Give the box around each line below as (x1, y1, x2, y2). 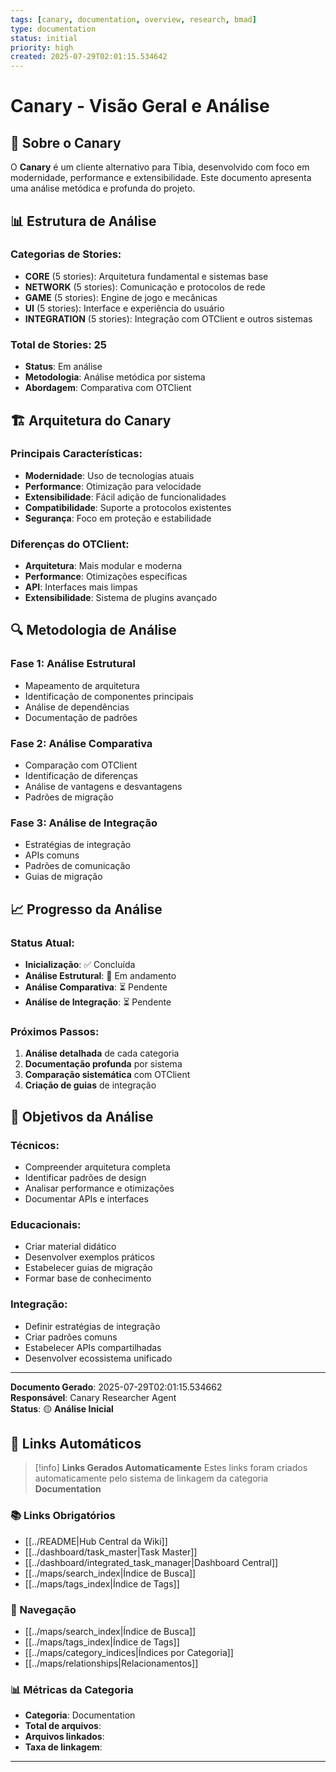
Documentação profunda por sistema (24, 1058, 183, 1070)
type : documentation (10, 24, 97, 34)
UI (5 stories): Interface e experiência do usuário (24, 302, 225, 314)
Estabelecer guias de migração (24, 1262, 153, 1274)
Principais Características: (10, 447, 143, 461)
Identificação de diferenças (24, 770, 138, 782)
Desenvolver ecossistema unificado (24, 1352, 173, 1364)
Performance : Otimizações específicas (24, 571, 188, 583)
